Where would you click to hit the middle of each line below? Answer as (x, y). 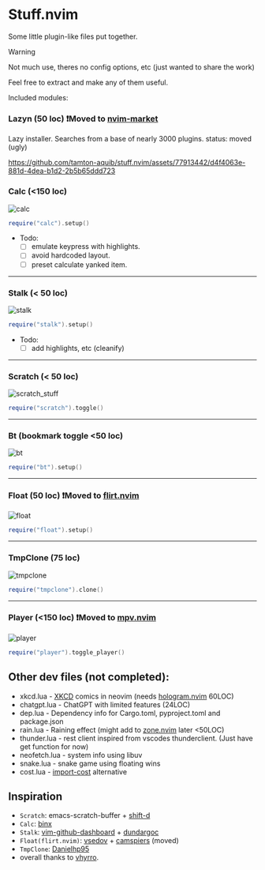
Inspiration (35, 796)
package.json (42, 721)
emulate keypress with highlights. (86, 247)
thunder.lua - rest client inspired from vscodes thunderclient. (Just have (136, 738)
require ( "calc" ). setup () (49, 223)
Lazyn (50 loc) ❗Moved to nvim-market (83, 119)
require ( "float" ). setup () (50, 530)
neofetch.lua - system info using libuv (81, 755)
